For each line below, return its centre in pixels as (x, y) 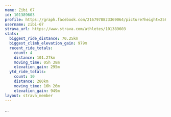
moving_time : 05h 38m (37, 62)
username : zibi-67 (24, 24)
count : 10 (25, 77)
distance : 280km (31, 81)
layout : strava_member (29, 96)
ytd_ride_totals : (28, 72)
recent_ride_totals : (31, 48)
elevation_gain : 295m (37, 67)
